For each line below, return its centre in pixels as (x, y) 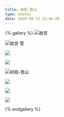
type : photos (18, 14)
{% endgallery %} (23, 109)
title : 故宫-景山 (21, 10)
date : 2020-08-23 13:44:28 (32, 19)
